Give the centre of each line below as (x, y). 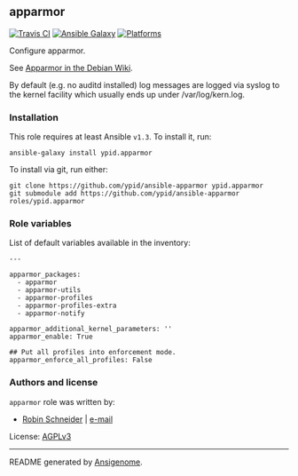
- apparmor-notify (51, 313)
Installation (34, 117)
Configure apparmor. (47, 51)
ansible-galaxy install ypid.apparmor (81, 153)
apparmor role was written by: (62, 401)
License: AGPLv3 (40, 436)
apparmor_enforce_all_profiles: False (81, 361)
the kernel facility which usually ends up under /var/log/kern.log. (127, 94)
